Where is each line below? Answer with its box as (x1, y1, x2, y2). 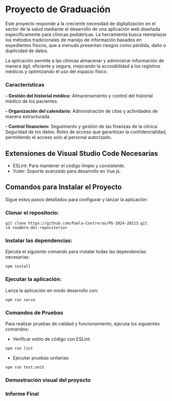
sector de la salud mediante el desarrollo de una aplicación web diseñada (5, 26, 160, 32)
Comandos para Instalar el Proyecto (5, 183, 122, 192)
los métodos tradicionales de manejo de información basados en (5, 37, 142, 43)
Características (5, 81, 45, 88)
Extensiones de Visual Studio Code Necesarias (5, 149, 158, 158)
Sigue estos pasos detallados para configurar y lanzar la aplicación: (5, 196, 148, 202)
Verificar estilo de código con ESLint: (12, 336, 91, 342)
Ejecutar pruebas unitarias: (12, 355, 70, 361)
